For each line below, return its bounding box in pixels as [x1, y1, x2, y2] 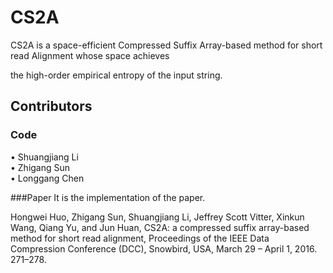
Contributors [10, 98, 93, 115]
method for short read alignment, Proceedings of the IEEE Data [10, 232, 270, 244]
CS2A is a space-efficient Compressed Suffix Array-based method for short [10, 39, 323, 51]
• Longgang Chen [10, 172, 85, 184]
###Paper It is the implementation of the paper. [10, 191, 206, 203]
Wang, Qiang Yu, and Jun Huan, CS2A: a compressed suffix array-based [10, 221, 310, 233]
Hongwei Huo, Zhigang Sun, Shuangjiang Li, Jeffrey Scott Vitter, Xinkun [10, 211, 305, 223]
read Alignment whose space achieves [10, 49, 170, 61]
